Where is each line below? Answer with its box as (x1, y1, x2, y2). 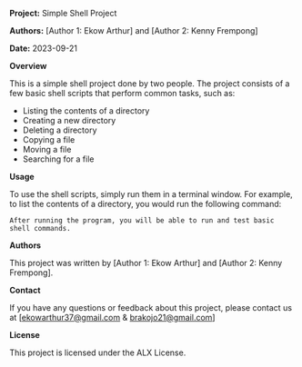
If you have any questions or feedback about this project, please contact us (9, 303, 293, 312)
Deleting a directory (22, 124, 97, 135)
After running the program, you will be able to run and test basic (9, 216, 275, 225)
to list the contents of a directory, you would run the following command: (9, 199, 282, 209)
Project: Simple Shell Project (9, 8, 117, 18)
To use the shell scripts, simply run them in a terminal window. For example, (9, 189, 293, 199)
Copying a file (22, 134, 75, 144)
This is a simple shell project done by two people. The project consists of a (9, 78, 290, 89)
